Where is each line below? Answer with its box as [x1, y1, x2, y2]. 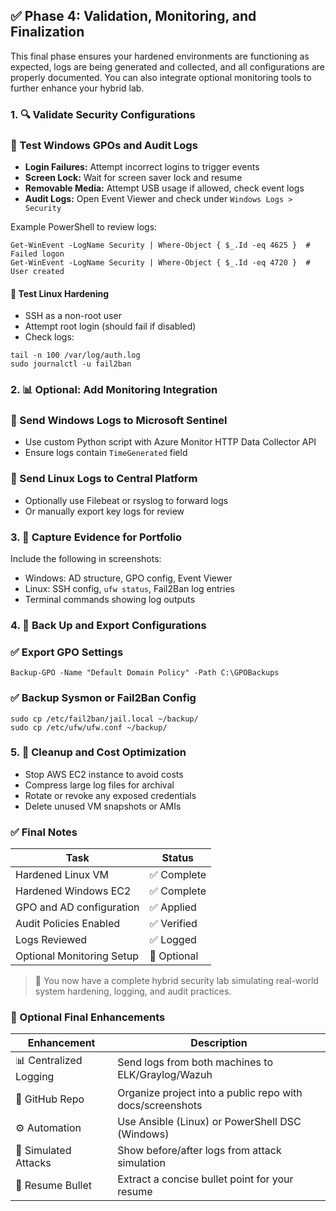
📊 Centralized [15, 1054, 83, 1068]
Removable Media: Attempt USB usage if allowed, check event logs [24, 182, 305, 194]
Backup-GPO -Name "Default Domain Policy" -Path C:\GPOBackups [10, 668, 280, 678]
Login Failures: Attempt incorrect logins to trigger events [24, 161, 260, 173]
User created [10, 267, 65, 277]
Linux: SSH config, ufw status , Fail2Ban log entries [24, 583, 235, 595]
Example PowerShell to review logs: [10, 221, 158, 233]
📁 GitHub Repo [15, 1092, 85, 1106]
